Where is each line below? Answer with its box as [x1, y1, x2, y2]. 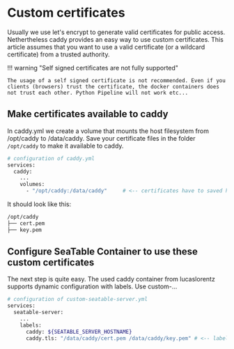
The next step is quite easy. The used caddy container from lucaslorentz [7, 275, 216, 284]
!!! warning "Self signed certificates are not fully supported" [7, 63, 179, 72]
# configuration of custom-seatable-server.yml [7, 296, 148, 303]
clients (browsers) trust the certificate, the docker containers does [7, 83, 219, 90]
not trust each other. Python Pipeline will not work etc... [7, 89, 189, 96]
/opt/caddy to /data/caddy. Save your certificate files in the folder [7, 134, 196, 142]
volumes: [19, 181, 45, 188]
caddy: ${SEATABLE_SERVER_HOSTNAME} [25, 328, 132, 335]
